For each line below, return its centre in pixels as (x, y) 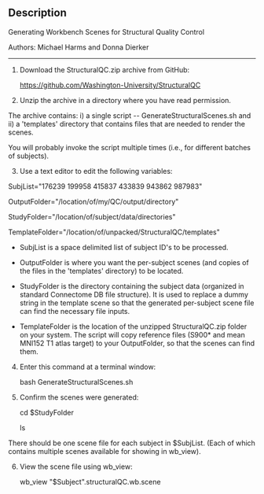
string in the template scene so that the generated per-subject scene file (137, 303)
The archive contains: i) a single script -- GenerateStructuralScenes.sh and (130, 115)
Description (37, 13)
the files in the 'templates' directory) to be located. (101, 271)
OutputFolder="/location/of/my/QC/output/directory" (93, 201)
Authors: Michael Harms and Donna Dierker (79, 47)
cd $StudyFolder (47, 412)
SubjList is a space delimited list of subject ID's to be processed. (124, 247)
